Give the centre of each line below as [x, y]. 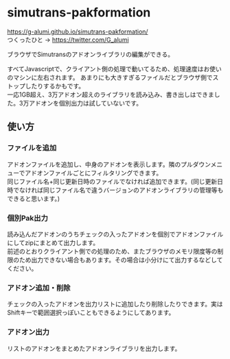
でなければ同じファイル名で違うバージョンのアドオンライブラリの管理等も [118, 190]
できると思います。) [34, 198]
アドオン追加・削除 [39, 288]
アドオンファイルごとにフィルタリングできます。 [94, 173]
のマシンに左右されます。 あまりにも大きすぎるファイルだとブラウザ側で [110, 77]
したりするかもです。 [55, 86]
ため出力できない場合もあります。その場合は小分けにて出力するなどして [121, 260]
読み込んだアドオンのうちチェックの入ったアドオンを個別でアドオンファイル [115, 234]
